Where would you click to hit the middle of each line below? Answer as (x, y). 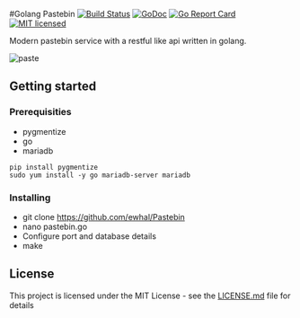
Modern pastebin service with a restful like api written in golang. (128, 41)
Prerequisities (40, 112)
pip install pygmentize (54, 167)
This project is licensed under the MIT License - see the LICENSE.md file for (150, 296)
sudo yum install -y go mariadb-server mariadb (100, 175)
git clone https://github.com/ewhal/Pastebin (104, 216)
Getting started (53, 87)
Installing (30, 198)
